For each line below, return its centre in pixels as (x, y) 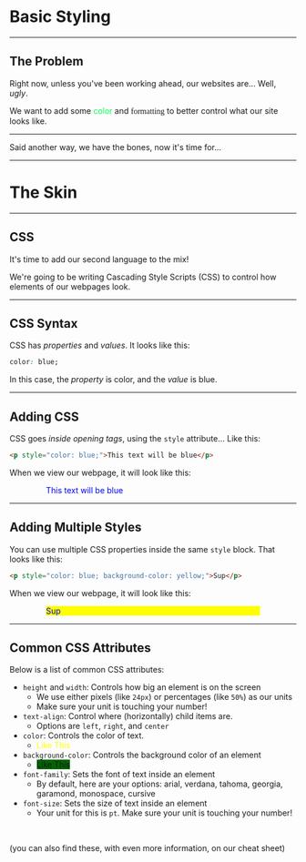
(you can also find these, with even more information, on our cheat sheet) (147, 848)
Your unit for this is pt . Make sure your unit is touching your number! (164, 813)
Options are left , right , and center (102, 726)
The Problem (46, 61)
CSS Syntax (44, 324)
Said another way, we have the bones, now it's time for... (115, 147)
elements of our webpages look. (70, 286)
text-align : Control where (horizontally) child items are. (127, 716)
